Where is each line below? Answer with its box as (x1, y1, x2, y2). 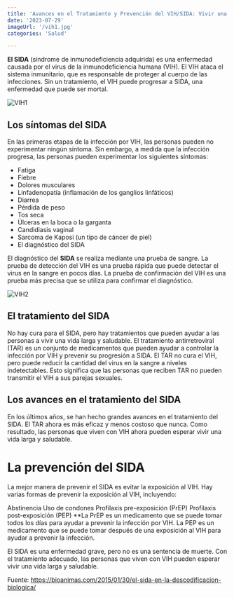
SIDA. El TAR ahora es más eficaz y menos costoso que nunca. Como (7, 420, 208, 428)
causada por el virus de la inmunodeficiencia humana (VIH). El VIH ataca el (7, 62, 223, 71)
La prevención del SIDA (7, 459, 145, 475)
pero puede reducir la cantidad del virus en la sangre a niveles (7, 358, 187, 367)
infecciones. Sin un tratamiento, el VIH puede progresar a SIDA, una (7, 78, 203, 86)
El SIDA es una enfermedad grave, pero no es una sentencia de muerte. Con (7, 547, 228, 555)
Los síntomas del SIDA (7, 118, 107, 130)
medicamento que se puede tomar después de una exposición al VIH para (7, 526, 221, 534)
